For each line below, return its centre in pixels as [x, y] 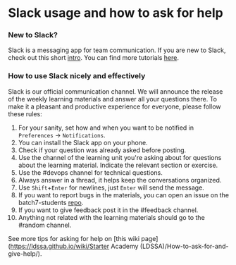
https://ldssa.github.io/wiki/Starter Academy [74, 246]
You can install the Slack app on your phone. [83, 142]
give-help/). [25, 253]
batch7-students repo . [51, 202]
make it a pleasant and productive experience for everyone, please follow [114, 106]
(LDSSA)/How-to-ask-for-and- [184, 246]
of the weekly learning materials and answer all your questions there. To [113, 99]
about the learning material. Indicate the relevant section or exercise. [118, 165]
